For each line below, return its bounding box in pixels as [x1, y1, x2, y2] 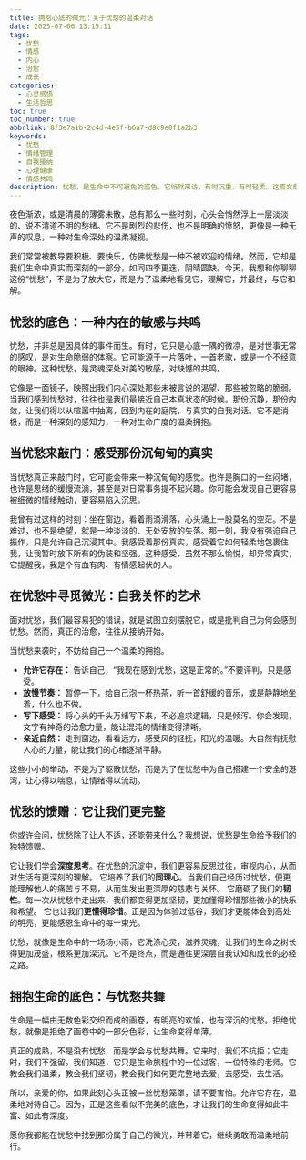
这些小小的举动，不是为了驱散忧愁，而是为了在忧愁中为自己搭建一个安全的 [9, 763, 289, 774]
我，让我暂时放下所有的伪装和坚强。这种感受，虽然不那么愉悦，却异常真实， [9, 547, 297, 558]
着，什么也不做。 [22, 698, 87, 709]
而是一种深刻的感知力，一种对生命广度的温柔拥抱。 [25, 416, 217, 427]
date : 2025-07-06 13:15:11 [9, 22, 112, 31]
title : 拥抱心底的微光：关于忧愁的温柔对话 [9, 13, 154, 23]
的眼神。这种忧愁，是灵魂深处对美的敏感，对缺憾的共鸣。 [9, 362, 225, 373]
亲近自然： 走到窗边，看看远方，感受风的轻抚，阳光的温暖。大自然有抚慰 [22, 732, 297, 743]
